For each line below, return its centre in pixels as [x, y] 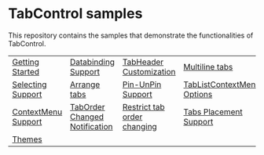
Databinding [92, 62]
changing [139, 126]
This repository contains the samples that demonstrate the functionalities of [131, 35]
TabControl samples [75, 14]
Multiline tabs [208, 67]
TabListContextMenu [222, 85]
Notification [91, 126]
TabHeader [143, 62]
